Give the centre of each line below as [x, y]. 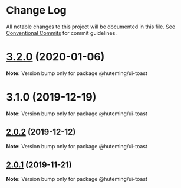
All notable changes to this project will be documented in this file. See [91, 27]
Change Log [36, 10]
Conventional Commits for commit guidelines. [61, 33]
